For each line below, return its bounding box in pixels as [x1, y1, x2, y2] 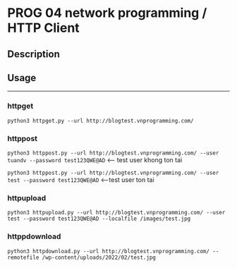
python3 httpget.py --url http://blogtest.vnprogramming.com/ [7, 117, 194, 124]
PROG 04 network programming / [7, 5, 207, 21]
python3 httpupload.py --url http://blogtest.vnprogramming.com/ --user [7, 209, 226, 217]
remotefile [7, 254, 39, 261]
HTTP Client [7, 20, 80, 36]
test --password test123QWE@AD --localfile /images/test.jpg [7, 215, 191, 223]
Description [7, 48, 60, 60]
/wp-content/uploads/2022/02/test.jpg [42, 254, 157, 261]
